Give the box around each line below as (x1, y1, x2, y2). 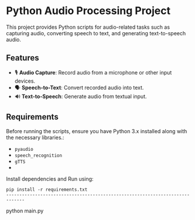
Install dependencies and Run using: (6, 175, 94, 182)
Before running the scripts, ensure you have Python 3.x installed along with (6, 127, 187, 134)
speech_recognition (14, 153, 63, 158)
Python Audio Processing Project (6, 4, 171, 18)
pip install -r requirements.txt (6, 187, 88, 192)
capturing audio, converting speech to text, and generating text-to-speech (6, 29, 186, 36)
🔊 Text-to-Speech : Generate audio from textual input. (14, 93, 148, 100)
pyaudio (14, 146, 33, 152)
